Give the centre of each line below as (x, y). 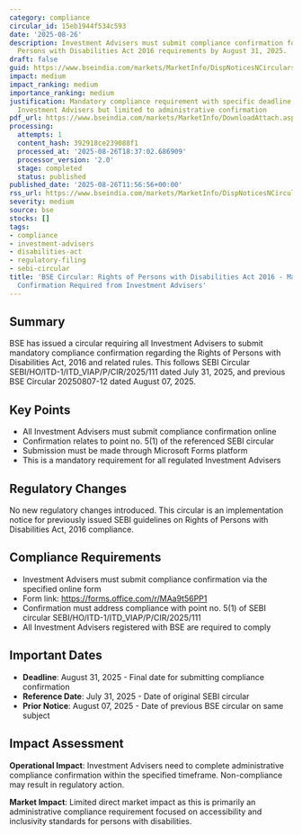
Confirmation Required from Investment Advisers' (112, 285)
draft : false (34, 59)
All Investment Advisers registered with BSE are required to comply (147, 627)
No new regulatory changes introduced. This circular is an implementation (147, 510)
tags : (19, 227)
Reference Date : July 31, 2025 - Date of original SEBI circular (136, 696)
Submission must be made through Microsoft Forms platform (135, 451)
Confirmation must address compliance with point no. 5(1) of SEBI (144, 607)
